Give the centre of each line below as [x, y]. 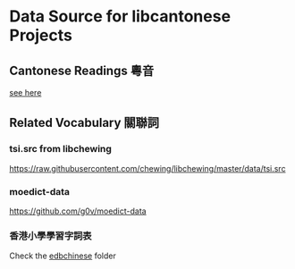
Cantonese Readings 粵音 [82, 70]
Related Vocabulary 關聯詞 [84, 123]
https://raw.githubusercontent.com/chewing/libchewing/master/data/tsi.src [147, 168]
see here [25, 92]
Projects [41, 35]
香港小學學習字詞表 [51, 236]
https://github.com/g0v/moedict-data [78, 211]
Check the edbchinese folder [63, 256]
